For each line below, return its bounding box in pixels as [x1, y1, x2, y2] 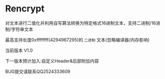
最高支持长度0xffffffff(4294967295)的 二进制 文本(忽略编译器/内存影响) [5, 37, 150, 43]
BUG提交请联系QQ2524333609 [5, 68, 70, 75]
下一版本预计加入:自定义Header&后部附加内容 [5, 58, 99, 64]
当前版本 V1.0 [5, 47, 33, 53]
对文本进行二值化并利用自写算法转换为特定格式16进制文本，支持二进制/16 [5, 20, 156, 26]
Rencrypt [5, 3, 45, 14]
